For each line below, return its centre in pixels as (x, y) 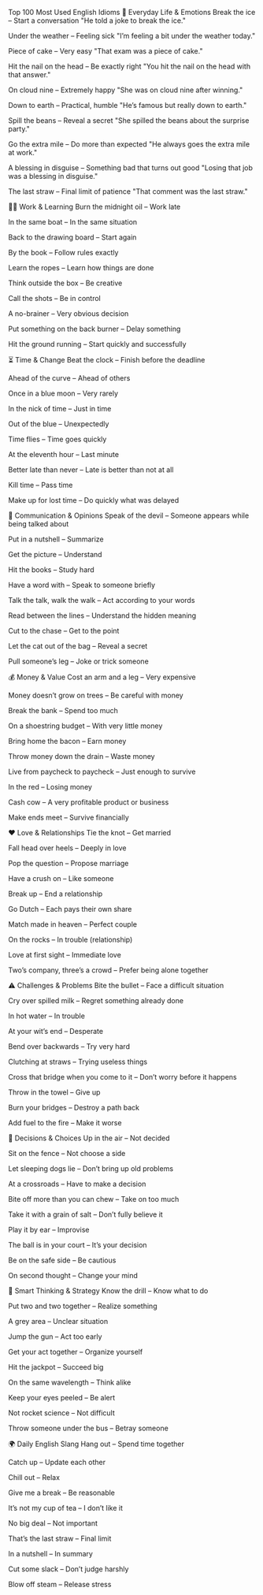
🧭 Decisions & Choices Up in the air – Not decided (89, 1138)
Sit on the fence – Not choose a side (67, 1153)
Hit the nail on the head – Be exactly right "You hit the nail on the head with (129, 66)
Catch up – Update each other (57, 1462)
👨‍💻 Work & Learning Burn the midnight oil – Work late (94, 206)
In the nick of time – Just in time (60, 409)
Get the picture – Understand (55, 554)
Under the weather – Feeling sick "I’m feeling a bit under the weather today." (132, 36)
